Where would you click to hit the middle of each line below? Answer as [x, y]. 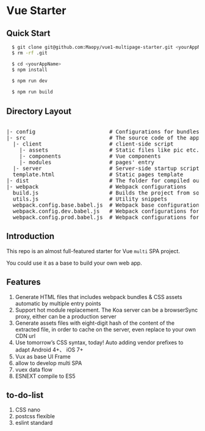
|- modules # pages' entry [87, 162]
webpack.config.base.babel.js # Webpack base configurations [108, 205]
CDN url [25, 336]
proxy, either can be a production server [66, 316]
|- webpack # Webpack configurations [97, 186]
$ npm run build [32, 92]
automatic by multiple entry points [58, 303]
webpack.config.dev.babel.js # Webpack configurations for [106, 211]
